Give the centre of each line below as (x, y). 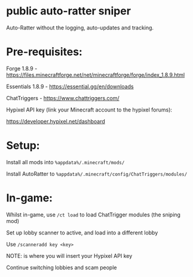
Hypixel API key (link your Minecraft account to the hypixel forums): (89, 110)
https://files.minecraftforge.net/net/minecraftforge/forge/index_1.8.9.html (96, 75)
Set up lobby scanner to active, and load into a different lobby (82, 233)
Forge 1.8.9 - (22, 68)
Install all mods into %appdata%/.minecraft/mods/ (65, 162)
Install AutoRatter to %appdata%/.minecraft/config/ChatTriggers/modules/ (97, 174)
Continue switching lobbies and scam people (62, 267)
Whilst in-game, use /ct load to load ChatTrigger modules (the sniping (94, 215)
